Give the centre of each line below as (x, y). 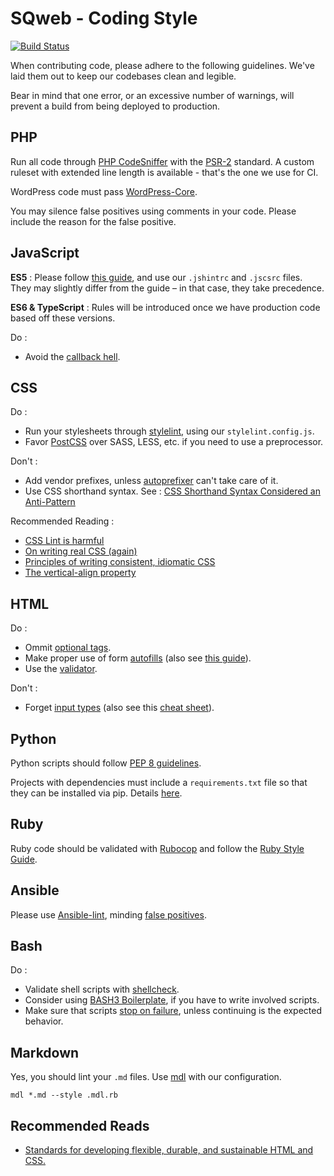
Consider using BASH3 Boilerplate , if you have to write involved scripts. (172, 1000)
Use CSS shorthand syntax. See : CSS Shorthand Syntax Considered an (173, 491)
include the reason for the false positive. (93, 221)
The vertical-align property (80, 573)
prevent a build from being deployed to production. (115, 106)
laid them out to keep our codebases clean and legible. (123, 76)
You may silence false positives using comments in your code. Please (153, 211)
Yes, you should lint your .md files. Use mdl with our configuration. (146, 1077)
